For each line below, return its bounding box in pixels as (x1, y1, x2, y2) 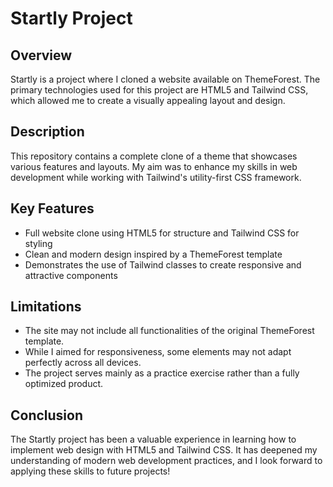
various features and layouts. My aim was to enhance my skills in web (10, 160, 298, 172)
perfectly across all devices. (24, 357, 142, 369)
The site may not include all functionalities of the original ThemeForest (24, 325, 315, 337)
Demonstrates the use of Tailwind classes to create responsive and (24, 258, 302, 271)
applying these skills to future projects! (10, 465, 171, 477)
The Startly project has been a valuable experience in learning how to (10, 433, 297, 446)
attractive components (24, 269, 118, 281)
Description (10, 123, 85, 141)
